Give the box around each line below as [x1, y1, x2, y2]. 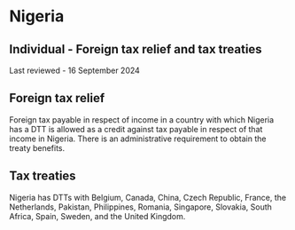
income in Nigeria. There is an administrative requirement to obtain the [9, 133, 267, 144]
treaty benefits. [9, 142, 66, 153]
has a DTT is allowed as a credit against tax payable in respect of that [9, 123, 263, 134]
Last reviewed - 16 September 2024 [9, 65, 140, 75]
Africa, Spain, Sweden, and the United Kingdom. [9, 210, 186, 221]
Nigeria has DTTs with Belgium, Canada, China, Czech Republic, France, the [9, 192, 286, 202]
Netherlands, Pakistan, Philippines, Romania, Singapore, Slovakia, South [9, 202, 273, 212]
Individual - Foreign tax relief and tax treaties [9, 42, 263, 57]
